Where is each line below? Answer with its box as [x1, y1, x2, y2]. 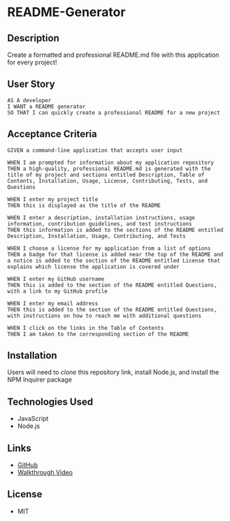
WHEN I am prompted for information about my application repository [7, 159, 215, 166]
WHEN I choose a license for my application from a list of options [7, 244, 211, 252]
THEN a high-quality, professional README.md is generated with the [7, 165, 211, 172]
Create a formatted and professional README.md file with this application [7, 50, 220, 59]
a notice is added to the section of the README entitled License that [7, 257, 220, 264]
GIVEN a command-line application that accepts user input [7, 146, 183, 154]
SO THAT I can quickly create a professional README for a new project [7, 109, 220, 116]
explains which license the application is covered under [7, 263, 180, 270]
